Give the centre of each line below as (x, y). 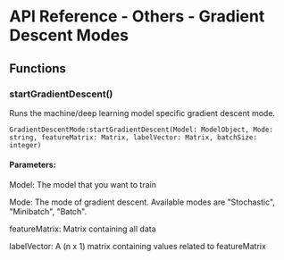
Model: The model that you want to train (83, 185)
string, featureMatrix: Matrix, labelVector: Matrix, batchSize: (133, 137)
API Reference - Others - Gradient (137, 17)
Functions (38, 68)
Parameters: (33, 165)
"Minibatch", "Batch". (48, 212)
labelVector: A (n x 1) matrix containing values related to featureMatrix (138, 247)
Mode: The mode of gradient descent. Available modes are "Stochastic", (142, 202)
